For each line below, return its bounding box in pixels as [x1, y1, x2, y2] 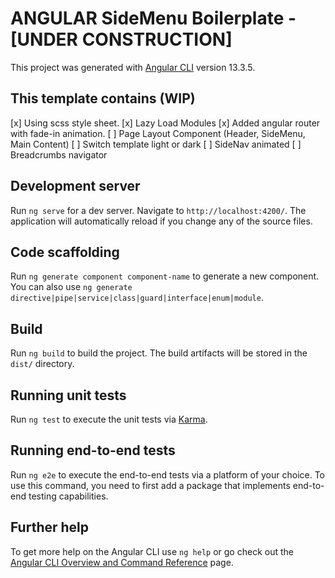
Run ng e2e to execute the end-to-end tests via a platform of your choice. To [10, 468, 326, 481]
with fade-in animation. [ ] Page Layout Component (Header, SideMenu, [10, 127, 306, 139]
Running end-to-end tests [10, 442, 176, 459]
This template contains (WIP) [10, 90, 196, 107]
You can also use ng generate [10, 281, 133, 293]
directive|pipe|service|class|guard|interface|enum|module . [10, 292, 264, 304]
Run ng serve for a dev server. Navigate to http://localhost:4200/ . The [10, 204, 307, 216]
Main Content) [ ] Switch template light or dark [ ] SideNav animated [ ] [10, 138, 302, 150]
